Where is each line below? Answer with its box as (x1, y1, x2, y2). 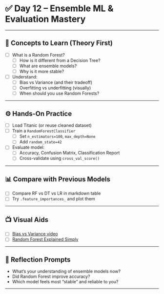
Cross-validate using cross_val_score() (19, 156, 100, 161)
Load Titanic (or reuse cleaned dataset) (12, 122, 92, 128)
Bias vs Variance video (12, 231, 58, 237)
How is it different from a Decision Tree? (19, 57, 101, 63)
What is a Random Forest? (12, 52, 65, 58)
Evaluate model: (12, 144, 45, 150)
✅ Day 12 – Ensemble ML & (5, 3, 114, 14)
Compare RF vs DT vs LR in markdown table (12, 191, 101, 196)
